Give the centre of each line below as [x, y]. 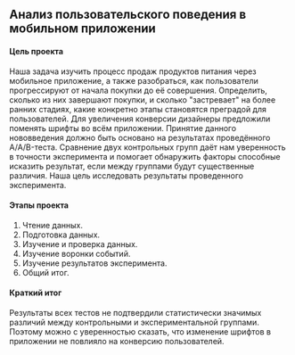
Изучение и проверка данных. [80, 244]
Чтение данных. [52, 225]
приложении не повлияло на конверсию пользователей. [117, 341]
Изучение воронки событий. [76, 253]
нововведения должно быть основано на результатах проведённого [140, 137]
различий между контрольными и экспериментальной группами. [135, 322]
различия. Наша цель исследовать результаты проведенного [126, 175]
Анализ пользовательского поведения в [128, 15]
